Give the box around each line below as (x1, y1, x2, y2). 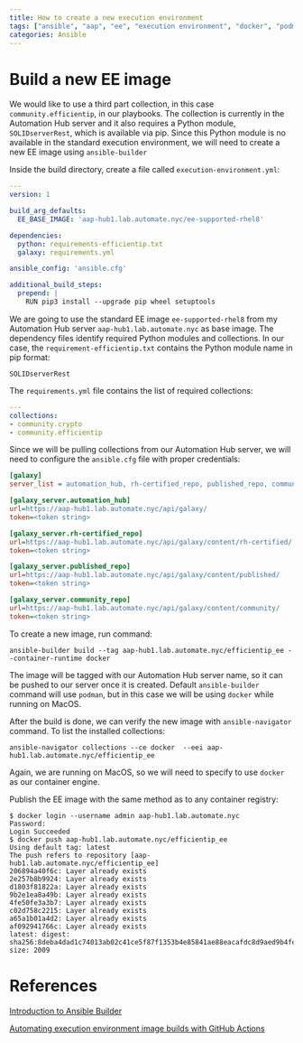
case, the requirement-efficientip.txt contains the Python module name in (9, 342, 293, 353)
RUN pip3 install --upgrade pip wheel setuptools (25, 297, 216, 307)
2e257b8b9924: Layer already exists (9, 874, 147, 883)
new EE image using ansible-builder (9, 146, 147, 158)
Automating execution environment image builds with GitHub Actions (9, 1022, 265, 1034)
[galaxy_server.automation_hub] (9, 496, 131, 506)
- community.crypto (9, 419, 83, 429)
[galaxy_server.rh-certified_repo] (9, 529, 143, 538)
